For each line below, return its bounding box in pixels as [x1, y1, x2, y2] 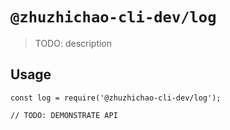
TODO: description [34, 37, 113, 49]
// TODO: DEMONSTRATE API [10, 110, 118, 120]
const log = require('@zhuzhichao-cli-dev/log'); [10, 93, 222, 103]
